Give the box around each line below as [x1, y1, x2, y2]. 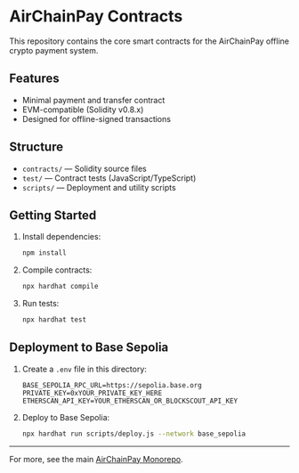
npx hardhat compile [21, 282, 99, 291]
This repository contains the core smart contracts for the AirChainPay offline [9, 36, 290, 46]
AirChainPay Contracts [9, 6, 183, 27]
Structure [9, 140, 64, 155]
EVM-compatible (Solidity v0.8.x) [21, 104, 144, 115]
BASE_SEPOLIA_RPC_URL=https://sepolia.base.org [21, 380, 202, 389]
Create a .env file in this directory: [21, 363, 147, 374]
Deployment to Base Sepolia [9, 340, 169, 355]
